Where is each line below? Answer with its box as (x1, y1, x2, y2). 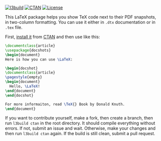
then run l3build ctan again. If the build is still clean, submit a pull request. (5, 131, 156, 137)
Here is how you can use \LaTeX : (5, 57, 73, 62)
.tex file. (5, 24, 23, 30)
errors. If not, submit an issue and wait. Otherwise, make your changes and (5, 125, 156, 131)
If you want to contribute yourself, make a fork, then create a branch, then (5, 115, 153, 121)
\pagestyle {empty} (5, 75, 42, 80)
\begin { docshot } (5, 66, 38, 71)
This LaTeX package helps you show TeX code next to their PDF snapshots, (5, 14, 157, 20)
